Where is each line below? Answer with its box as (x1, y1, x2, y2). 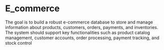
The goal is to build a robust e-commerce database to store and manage (5, 19, 153, 25)
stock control (5, 40, 32, 46)
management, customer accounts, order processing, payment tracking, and (5, 35, 160, 41)
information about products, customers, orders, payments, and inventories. (5, 24, 159, 30)
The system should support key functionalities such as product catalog (5, 29, 150, 35)
